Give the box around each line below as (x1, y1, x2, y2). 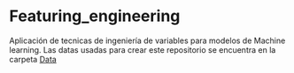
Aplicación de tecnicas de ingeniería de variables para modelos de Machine (9, 35, 286, 46)
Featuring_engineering (9, 6, 181, 26)
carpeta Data (9, 54, 58, 64)
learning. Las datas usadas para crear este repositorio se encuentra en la (9, 44, 276, 55)
